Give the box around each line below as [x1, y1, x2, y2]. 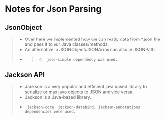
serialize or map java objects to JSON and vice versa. [24, 89, 134, 95]
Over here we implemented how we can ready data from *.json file [24, 36, 160, 42]
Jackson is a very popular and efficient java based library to [24, 83, 147, 89]
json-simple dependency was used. [47, 57, 118, 62]
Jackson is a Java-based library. [24, 94, 92, 100]
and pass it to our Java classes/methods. [24, 41, 109, 47]
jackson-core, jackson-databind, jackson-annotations [27, 105, 140, 110]
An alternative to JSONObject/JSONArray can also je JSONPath [24, 47, 155, 52]
